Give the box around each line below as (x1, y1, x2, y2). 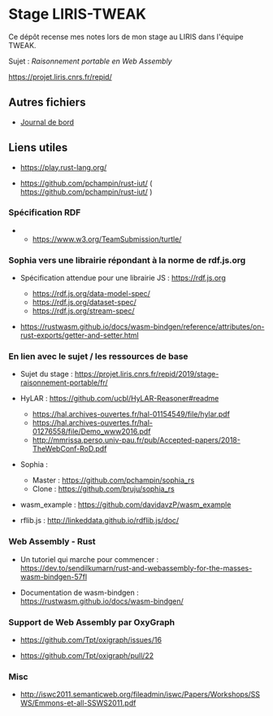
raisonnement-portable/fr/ (19, 378, 108, 387)
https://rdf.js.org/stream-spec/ (32, 306, 136, 316)
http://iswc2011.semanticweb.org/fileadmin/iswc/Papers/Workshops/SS (19, 689, 261, 700)
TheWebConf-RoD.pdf (32, 444, 107, 454)
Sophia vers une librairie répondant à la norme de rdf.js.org (8, 254, 246, 265)
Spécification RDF (8, 207, 81, 218)
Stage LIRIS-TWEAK (8, 5, 147, 24)
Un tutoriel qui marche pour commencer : (19, 554, 159, 564)
